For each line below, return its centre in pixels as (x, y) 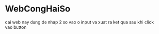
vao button (16, 27)
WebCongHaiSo (38, 9)
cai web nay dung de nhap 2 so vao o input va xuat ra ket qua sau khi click (79, 22)
